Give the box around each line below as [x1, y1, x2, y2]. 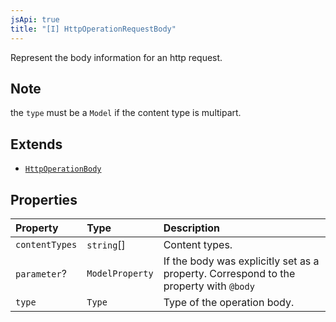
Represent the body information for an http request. [10, 51, 223, 63]
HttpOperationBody [24, 164, 102, 175]
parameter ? [15, 266, 67, 280]
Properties [10, 191, 78, 208]
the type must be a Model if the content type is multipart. [10, 107, 242, 119]
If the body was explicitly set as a [163, 254, 320, 268]
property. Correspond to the [163, 266, 296, 280]
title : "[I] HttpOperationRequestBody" [10, 24, 177, 34]
